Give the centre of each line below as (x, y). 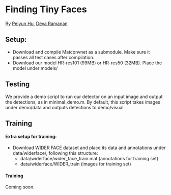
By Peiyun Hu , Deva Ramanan (36, 23)
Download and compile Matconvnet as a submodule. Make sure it (81, 52)
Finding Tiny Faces (46, 9)
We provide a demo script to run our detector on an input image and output (84, 96)
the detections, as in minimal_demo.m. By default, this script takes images (83, 102)
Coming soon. (20, 187)
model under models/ (35, 68)
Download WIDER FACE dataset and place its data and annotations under (89, 148)
